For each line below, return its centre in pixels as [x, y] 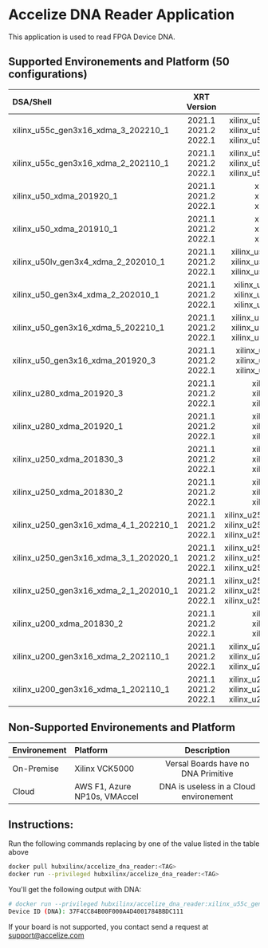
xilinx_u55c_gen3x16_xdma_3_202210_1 [91, 130]
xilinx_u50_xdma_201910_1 [65, 229]
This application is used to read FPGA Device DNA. [92, 37]
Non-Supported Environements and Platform [122, 728]
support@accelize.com [46, 935]
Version [201, 107]
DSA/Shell [32, 101]
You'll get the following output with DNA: [75, 890]
